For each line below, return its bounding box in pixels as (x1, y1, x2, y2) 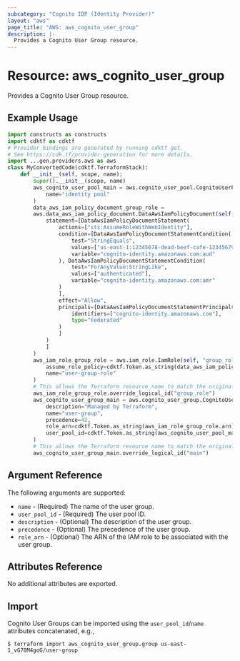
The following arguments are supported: (7, 488, 126, 497)
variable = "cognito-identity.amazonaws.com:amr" (71, 277, 216, 284)
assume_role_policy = (45, 363, 107, 370)
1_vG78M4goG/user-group (7, 647, 79, 654)
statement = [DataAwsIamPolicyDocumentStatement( (45, 217, 191, 225)
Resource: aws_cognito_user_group (7, 68, 225, 84)
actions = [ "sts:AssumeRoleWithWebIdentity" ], (58, 224, 194, 231)
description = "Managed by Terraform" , (45, 403, 159, 410)
